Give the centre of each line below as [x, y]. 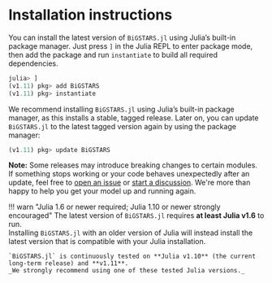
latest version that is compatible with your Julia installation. [107, 242]
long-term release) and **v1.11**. [69, 263]
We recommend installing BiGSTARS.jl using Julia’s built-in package [121, 109]
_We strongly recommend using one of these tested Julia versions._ [127, 271]
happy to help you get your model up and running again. [102, 191]
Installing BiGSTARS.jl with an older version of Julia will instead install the [131, 233]
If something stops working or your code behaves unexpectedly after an [129, 174]
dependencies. [33, 63]
